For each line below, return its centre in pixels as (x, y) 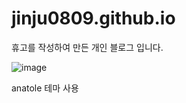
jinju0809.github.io (93, 18)
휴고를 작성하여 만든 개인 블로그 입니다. (87, 47)
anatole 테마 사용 (45, 88)
